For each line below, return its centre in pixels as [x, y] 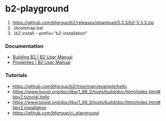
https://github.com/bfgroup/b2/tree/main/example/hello [70, 86]
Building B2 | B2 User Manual [43, 57]
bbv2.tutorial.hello [31, 97]
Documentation [24, 46]
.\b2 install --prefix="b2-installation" [50, 33]
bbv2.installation [29, 107]
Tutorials [16, 75]
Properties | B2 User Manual [41, 62]
